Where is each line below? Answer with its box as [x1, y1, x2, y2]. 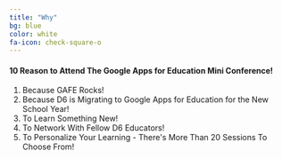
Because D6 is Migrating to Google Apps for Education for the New [21, 94, 270, 105]
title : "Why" [9, 12, 58, 22]
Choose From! [21, 141, 75, 152]
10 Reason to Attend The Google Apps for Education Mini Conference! [9, 65, 274, 76]
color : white [9, 29, 58, 38]
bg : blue [9, 21, 42, 30]
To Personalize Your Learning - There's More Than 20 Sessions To [21, 132, 268, 143]
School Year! [21, 104, 70, 115]
